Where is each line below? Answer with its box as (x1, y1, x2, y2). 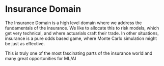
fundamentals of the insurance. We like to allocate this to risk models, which (5, 25, 159, 31)
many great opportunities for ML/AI (5, 55, 76, 61)
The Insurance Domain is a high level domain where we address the (5, 20, 142, 26)
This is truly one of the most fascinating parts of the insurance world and (5, 50, 153, 56)
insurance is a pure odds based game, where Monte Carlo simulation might (5, 35, 157, 41)
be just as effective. (5, 40, 45, 46)
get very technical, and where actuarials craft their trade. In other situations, (5, 30, 159, 36)
